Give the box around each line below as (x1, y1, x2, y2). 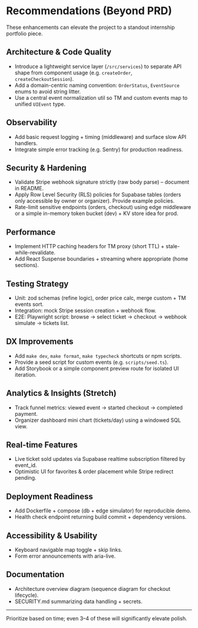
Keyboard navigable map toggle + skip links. (14, 546, 123, 554)
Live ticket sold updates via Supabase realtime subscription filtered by (14, 455, 186, 463)
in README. (14, 185, 44, 192)
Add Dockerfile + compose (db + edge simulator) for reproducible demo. (14, 507, 192, 515)
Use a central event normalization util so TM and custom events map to (14, 94, 188, 101)
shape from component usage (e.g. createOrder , (14, 69, 133, 76)
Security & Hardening (6, 162, 87, 173)
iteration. (14, 371, 37, 378)
